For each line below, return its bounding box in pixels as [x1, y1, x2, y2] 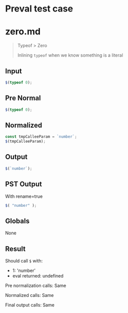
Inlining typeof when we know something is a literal [17, 52, 123, 58]
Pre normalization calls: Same [5, 282, 66, 288]
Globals [5, 216, 30, 225]
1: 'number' [12, 267, 36, 273]
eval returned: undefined [12, 273, 64, 279]
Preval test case [5, 3, 73, 15]
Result [5, 244, 26, 253]
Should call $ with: [5, 258, 43, 264]
